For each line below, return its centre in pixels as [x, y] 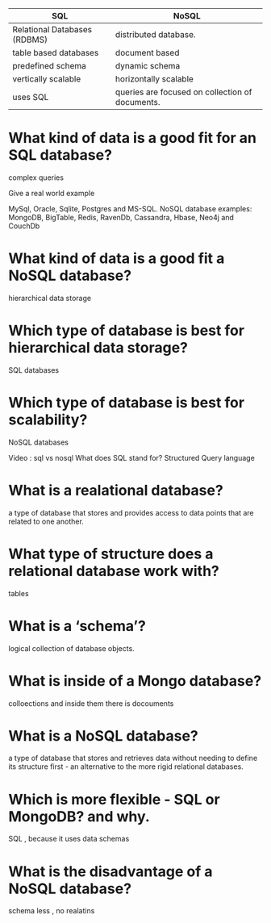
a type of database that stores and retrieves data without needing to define [133, 758]
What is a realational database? [116, 490]
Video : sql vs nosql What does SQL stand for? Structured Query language [132, 457]
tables [19, 593]
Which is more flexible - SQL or [114, 799]
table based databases [56, 53]
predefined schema [50, 66]
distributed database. [156, 34]
